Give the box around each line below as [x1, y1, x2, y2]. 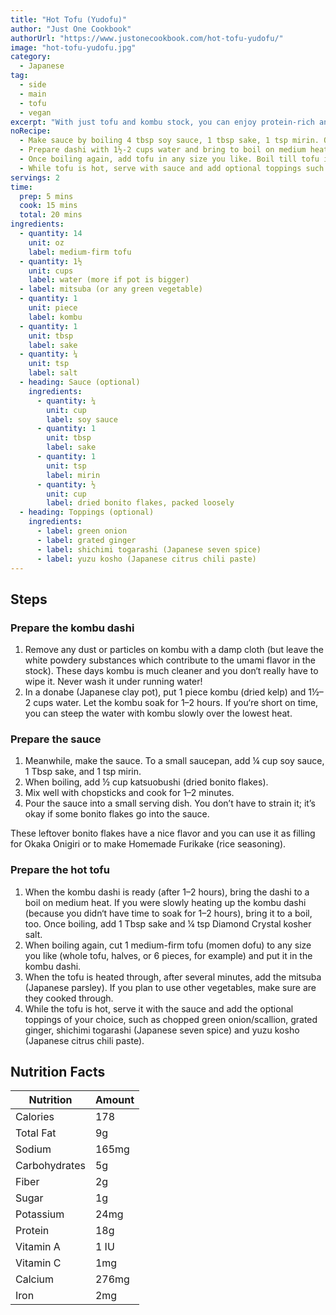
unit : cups [28, 266, 74, 276]
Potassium [15, 1207, 65, 1221]
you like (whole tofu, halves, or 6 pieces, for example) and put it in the [24, 949, 313, 961]
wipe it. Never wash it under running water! [24, 676, 203, 688]
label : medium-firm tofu [28, 247, 132, 257]
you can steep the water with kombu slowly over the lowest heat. [24, 707, 293, 720]
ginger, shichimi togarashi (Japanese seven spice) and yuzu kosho [24, 1024, 300, 1036]
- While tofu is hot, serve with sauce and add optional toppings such [19, 163, 325, 173]
